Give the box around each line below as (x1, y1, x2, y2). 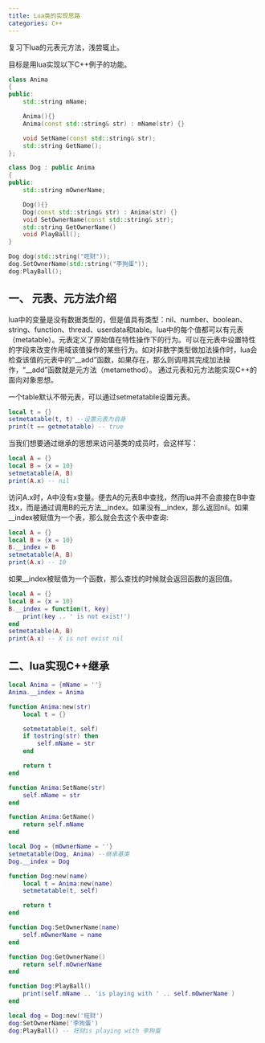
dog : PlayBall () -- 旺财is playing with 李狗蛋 (8, 1026, 161, 1035)
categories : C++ (8, 19, 63, 27)
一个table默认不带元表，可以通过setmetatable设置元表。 (8, 391, 195, 402)
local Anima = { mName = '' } (8, 681, 103, 689)
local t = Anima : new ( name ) (22, 879, 113, 888)
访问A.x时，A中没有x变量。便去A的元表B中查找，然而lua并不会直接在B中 (8, 492, 249, 502)
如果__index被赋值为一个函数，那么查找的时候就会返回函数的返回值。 (8, 574, 237, 583)
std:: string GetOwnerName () (22, 223, 116, 231)
